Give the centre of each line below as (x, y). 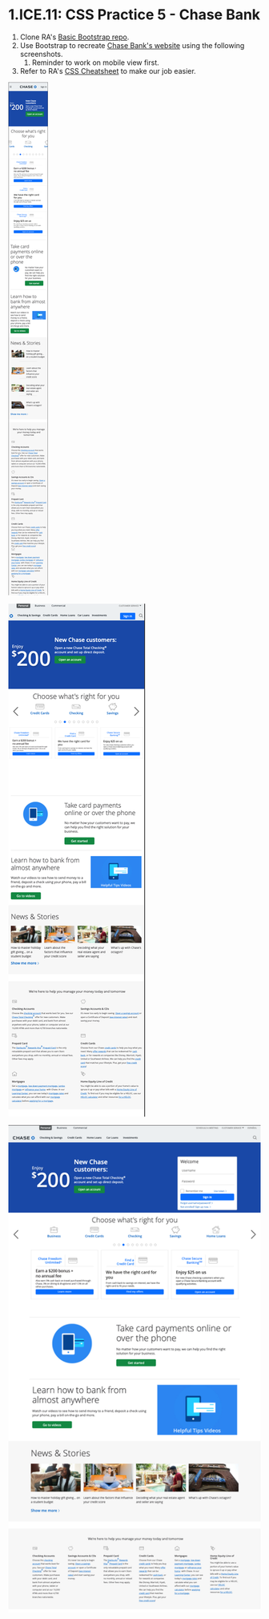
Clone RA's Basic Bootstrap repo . (74, 37)
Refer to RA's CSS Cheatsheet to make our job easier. (108, 71)
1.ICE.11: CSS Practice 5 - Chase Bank (134, 15)
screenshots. (41, 54)
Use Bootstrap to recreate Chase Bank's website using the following (132, 45)
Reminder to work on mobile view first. (96, 63)
